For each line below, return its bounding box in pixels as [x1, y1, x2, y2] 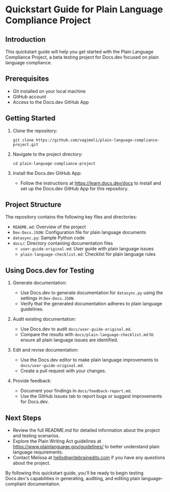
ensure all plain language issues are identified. [20, 337, 119, 343]
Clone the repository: [12, 127, 58, 134]
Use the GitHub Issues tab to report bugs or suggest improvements [20, 393, 162, 399]
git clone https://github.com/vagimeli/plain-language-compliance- [12, 137, 160, 142]
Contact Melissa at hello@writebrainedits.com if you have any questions [12, 454, 165, 461]
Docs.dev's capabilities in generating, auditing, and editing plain [5, 476, 141, 482]
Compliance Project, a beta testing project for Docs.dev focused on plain [5, 54, 159, 60]
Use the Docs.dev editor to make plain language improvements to [20, 357, 159, 363]
